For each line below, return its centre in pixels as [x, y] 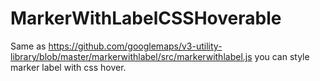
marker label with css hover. [68, 67]
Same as [28, 46]
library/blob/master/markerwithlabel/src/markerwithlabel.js [131, 56]
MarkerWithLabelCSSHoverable [146, 18]
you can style [282, 56]
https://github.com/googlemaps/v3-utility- [135, 46]
